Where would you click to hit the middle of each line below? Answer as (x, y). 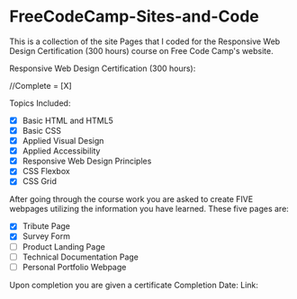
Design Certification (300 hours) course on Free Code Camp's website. (141, 50)
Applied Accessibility (61, 151)
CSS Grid (39, 181)
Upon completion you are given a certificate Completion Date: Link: (134, 285)
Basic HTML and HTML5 (68, 120)
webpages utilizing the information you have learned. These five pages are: (149, 209)
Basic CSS (41, 131)
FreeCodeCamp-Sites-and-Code (134, 17)
